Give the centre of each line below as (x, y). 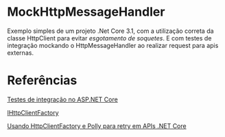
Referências (42, 80)
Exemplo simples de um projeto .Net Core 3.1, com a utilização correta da (110, 31)
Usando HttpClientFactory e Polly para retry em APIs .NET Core (97, 126)
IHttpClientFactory (33, 112)
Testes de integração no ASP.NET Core (62, 99)
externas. (21, 53)
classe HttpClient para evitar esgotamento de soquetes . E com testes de (109, 38)
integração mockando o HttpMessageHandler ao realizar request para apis (113, 45)
